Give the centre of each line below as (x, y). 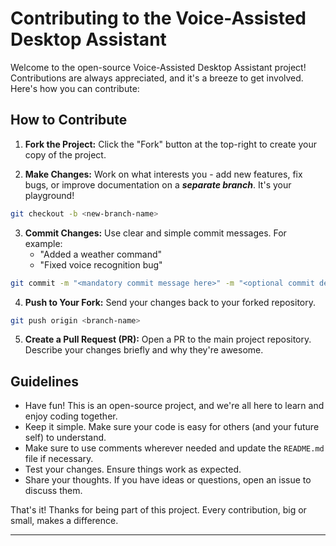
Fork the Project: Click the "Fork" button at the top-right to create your (170, 144)
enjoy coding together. (71, 416)
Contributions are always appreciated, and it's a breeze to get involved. (157, 78)
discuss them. (53, 491)
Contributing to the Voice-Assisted (158, 18)
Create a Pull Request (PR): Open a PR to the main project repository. (168, 339)
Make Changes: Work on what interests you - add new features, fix (163, 174)
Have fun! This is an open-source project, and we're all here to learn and (174, 406)
